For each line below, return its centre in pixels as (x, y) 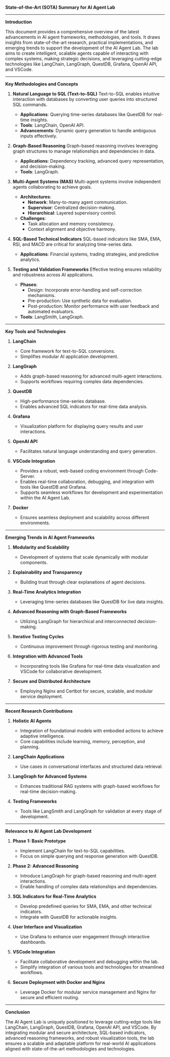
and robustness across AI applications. (53, 275)
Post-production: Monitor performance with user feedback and (93, 306)
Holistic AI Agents (32, 721)
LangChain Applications (38, 757)
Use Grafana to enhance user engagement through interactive (85, 937)
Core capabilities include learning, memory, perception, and (82, 741)
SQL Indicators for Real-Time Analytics (54, 896)
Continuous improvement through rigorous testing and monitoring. (89, 646)
